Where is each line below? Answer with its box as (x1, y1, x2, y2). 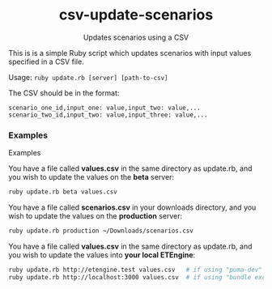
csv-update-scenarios (58, 6, 214, 24)
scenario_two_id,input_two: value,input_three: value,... (8, 111, 208, 119)
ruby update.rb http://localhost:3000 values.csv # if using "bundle (8, 273, 252, 281)
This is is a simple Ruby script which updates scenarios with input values (8, 48, 252, 57)
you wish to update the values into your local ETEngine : (8, 249, 196, 260)
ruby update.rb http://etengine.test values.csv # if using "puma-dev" (8, 266, 263, 274)
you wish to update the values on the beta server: (8, 172, 175, 182)
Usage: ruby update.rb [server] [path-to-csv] (8, 72, 168, 82)
